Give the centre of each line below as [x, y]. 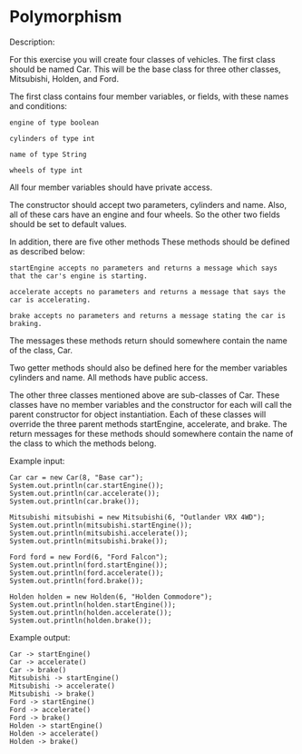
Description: [32, 42]
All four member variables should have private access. [111, 187]
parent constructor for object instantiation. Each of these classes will [138, 414]
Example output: [40, 637]
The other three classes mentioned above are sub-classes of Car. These [145, 395]
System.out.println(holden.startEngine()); [93, 605]
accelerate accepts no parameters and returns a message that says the [147, 292]
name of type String [49, 154]
